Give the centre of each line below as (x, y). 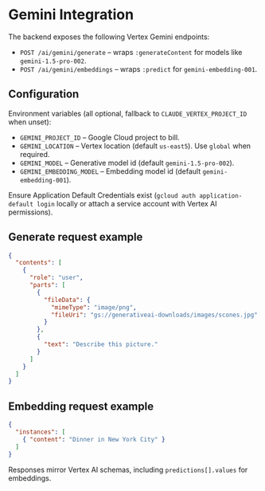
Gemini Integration (71, 15)
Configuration (44, 94)
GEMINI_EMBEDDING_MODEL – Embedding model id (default (110, 171)
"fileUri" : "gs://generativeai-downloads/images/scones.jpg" (154, 315)
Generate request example (76, 237)
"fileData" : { (67, 300)
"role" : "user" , (56, 278)
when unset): (30, 122)
